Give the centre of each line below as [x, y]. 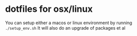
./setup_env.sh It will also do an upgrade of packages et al [65, 28]
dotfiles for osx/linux [49, 9]
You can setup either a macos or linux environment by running [69, 23]
